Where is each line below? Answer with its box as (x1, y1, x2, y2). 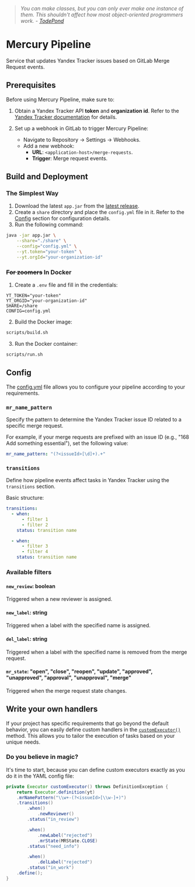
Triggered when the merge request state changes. (6, 687, 127, 694)
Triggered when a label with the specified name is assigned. (6, 622, 151, 629)
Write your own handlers (6, 704, 98, 714)
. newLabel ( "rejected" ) (37, 832, 93, 838)
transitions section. (6, 483, 55, 490)
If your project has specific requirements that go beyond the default (6, 720, 169, 727)
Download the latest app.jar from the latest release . (14, 202, 140, 209)
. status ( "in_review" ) (27, 816, 80, 823)
